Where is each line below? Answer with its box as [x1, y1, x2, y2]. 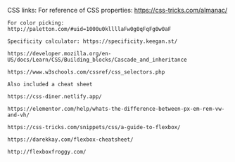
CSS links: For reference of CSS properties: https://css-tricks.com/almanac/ [7, 6, 228, 14]
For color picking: [7, 20, 65, 27]
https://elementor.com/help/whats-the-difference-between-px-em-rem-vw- [7, 105, 225, 112]
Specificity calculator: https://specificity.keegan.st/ [7, 38, 178, 45]
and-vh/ [7, 112, 30, 119]
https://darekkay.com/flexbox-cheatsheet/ [7, 136, 134, 143]
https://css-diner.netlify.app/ [7, 93, 102, 100]
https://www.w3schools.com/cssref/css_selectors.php [7, 69, 165, 76]
